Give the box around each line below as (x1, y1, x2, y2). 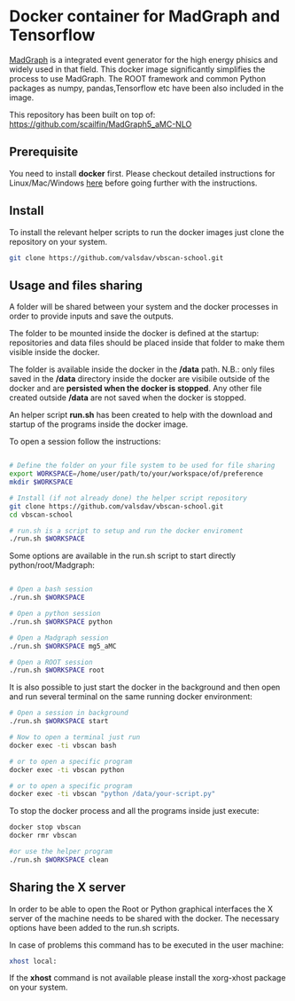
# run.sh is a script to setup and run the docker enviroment (9, 526, 244, 535)
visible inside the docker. (9, 347, 100, 358)
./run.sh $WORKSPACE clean (9, 855, 109, 864)
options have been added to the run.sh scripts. (9, 922, 180, 933)
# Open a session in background (9, 708, 128, 718)
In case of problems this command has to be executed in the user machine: (9, 939, 284, 950)
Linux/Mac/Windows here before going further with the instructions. (9, 177, 258, 188)
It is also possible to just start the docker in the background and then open (9, 682, 281, 693)
